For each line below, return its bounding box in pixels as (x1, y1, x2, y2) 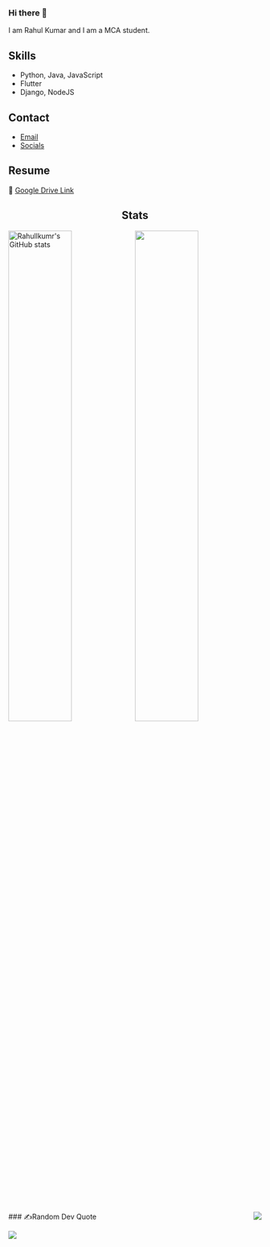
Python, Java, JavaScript (19, 70, 103, 80)
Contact (8, 110, 50, 124)
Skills (8, 48, 36, 63)
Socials (19, 140, 45, 150)
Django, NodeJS (19, 88, 75, 97)
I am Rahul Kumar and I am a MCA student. (8, 26, 150, 35)
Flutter (19, 79, 43, 89)
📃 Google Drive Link (8, 185, 75, 195)
